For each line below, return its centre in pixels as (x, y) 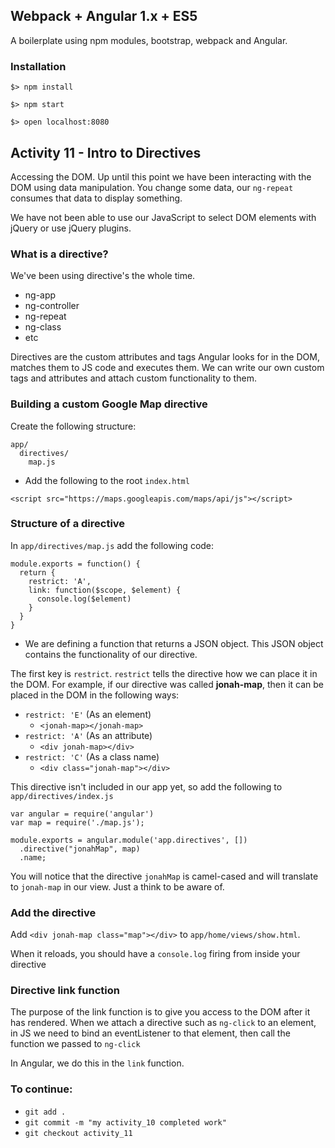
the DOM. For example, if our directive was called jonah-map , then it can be (167, 684)
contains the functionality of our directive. (111, 654)
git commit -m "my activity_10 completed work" (125, 1122)
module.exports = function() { (75, 564)
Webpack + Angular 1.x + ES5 (104, 16)
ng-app (40, 295)
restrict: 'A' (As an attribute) (88, 735)
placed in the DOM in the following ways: (95, 695)
